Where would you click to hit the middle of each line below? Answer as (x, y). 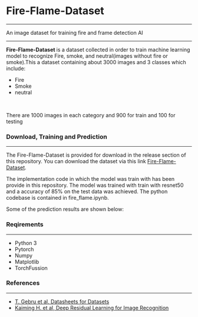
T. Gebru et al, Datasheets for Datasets (62, 301)
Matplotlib (27, 262)
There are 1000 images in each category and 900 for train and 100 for (91, 115)
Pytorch (24, 249)
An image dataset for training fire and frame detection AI (75, 32)
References (23, 283)
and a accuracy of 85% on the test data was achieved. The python (87, 191)
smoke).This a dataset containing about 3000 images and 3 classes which (96, 62)
